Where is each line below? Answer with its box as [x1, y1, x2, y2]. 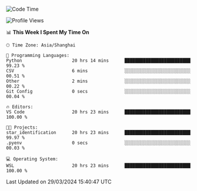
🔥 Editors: [6, 104, 34, 110]
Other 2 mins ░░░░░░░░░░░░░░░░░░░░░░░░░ [6, 78, 191, 84]
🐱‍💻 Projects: [6, 125, 38, 130]
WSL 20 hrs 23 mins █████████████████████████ [6, 163, 191, 169]
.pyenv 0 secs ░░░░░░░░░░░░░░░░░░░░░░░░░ [6, 140, 191, 146]
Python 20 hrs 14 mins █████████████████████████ [6, 58, 191, 63]
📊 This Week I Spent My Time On [6, 29, 89, 35]
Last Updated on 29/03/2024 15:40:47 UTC [6, 178, 112, 185]
